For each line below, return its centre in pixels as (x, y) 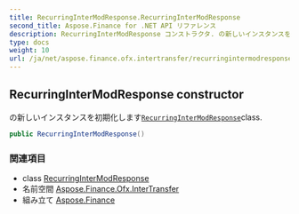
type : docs (29, 42)
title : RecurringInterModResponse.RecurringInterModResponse (125, 17)
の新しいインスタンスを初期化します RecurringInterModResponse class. (136, 117)
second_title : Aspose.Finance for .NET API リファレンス (113, 26)
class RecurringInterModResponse (85, 178)
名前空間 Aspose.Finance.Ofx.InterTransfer (101, 188)
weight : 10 (29, 51)
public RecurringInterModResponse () (77, 134)
